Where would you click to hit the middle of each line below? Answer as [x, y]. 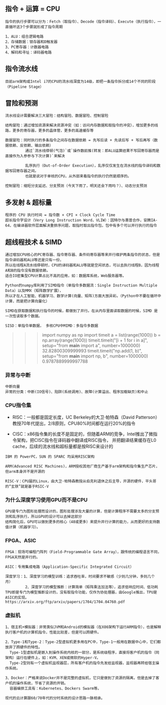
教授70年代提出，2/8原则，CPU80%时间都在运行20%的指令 [74, 423]
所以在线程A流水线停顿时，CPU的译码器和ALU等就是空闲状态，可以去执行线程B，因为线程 [82, 265]
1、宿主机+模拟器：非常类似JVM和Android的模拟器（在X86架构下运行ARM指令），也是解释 [83, 627]
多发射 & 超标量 [28, 202]
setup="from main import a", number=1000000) [91, 346]
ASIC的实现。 [17, 598]
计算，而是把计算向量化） [27, 301]
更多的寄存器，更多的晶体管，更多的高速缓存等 [53, 131]
